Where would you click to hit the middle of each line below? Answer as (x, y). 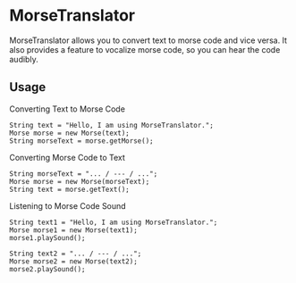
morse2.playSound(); (48, 269)
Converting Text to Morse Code (67, 109)
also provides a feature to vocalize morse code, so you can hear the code (145, 49)
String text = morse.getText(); (69, 189)
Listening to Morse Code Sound (68, 205)
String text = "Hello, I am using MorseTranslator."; (112, 125)
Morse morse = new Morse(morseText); (80, 181)
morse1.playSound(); (48, 237)
